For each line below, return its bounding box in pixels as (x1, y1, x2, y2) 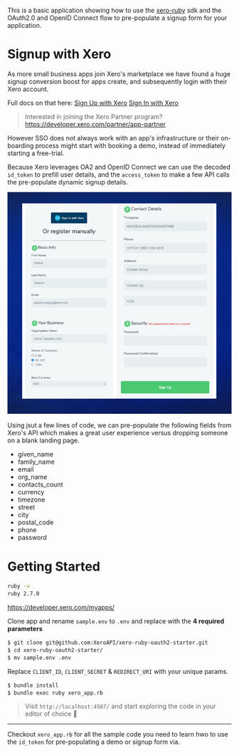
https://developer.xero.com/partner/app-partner (24, 120, 166, 128)
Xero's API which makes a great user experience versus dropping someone (7, 429, 228, 437)
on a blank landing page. (7, 436, 80, 445)
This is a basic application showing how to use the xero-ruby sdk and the (7, 6, 222, 14)
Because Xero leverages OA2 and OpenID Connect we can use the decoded (7, 162, 231, 171)
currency (17, 488, 45, 497)
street (17, 503, 36, 511)
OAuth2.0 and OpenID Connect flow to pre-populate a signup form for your (7, 14, 228, 22)
